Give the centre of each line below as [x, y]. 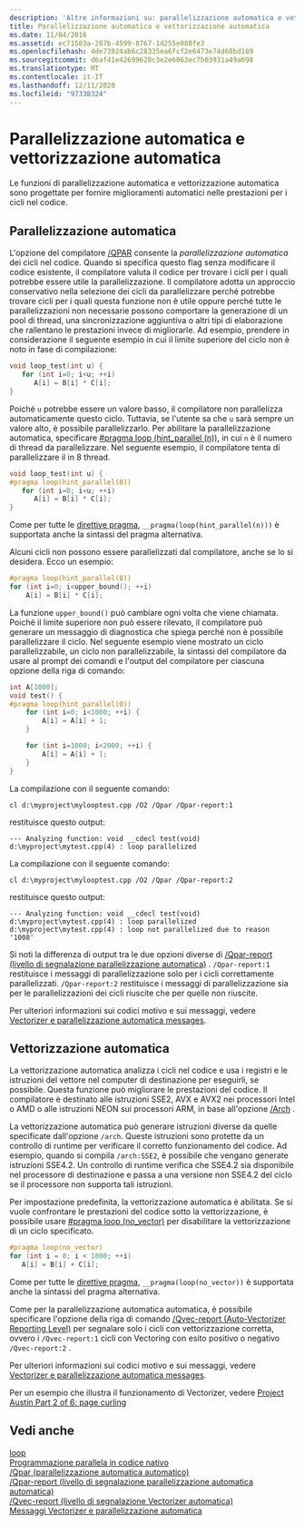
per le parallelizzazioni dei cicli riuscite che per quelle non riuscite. [134, 993]
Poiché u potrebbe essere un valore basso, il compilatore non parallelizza [146, 409]
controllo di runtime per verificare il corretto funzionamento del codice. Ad [148, 1146]
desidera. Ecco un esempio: [61, 562]
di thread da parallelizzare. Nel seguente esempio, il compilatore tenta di [145, 447]
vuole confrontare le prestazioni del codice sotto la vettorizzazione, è [139, 1212]
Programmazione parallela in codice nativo [89, 1462]
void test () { [36, 696]
